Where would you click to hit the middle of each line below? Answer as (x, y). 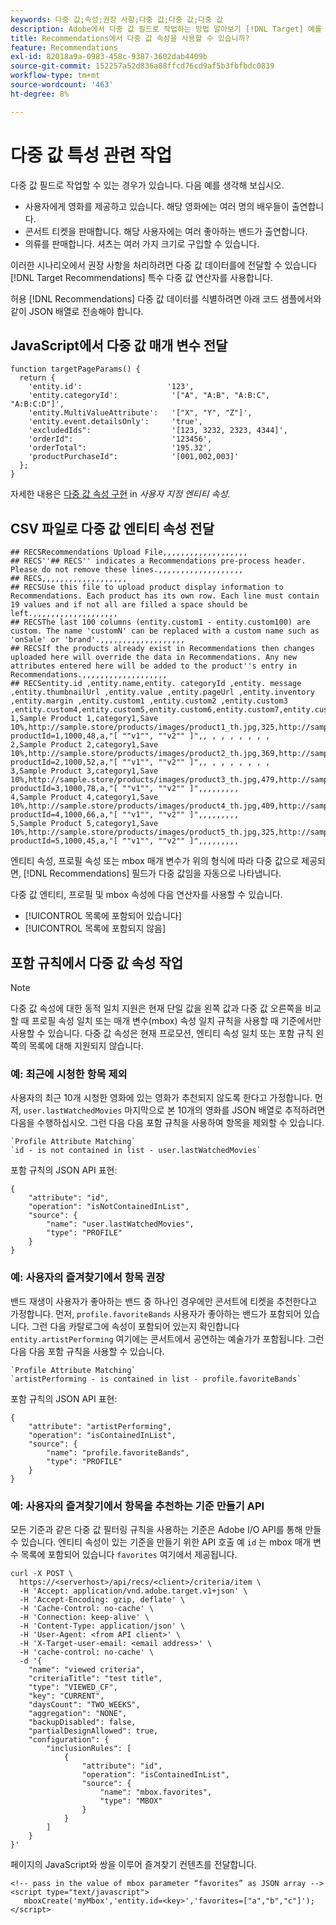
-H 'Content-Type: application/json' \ (102, 1626)
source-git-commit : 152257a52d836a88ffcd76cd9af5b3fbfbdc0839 (142, 66)
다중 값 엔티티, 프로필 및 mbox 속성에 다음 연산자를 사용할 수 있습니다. (146, 895)
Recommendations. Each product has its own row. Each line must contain (165, 596)
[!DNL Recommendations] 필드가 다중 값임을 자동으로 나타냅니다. (152, 873)
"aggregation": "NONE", (78, 1713)
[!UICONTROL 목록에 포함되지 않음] (95, 928)
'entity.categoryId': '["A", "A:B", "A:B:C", (149, 396)
